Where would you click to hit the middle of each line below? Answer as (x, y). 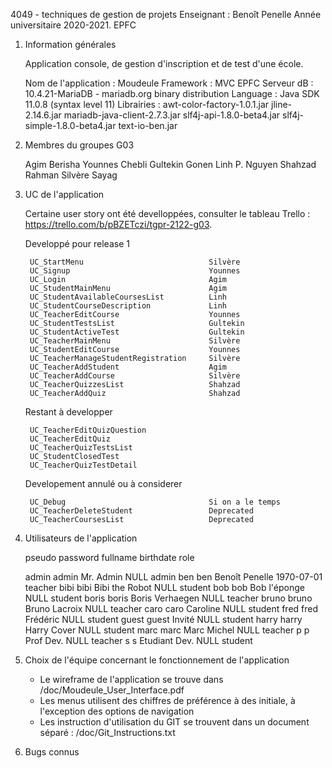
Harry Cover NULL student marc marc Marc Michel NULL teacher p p (167, 630)
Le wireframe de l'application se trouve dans (131, 679)
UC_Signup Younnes (135, 271)
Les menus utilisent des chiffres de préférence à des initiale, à (167, 700)
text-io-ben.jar (148, 125)
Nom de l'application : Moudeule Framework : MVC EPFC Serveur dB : (169, 83)
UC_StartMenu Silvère (135, 262)
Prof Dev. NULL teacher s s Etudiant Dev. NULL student (138, 640)
